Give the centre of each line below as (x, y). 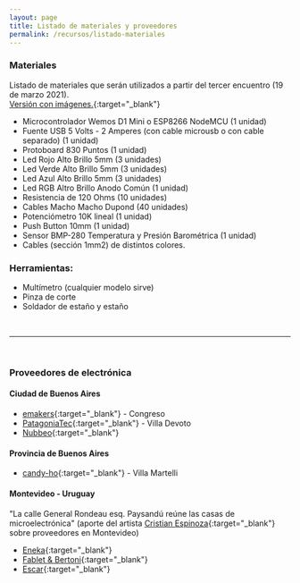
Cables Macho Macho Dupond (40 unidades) (105, 207)
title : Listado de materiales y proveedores (93, 26)
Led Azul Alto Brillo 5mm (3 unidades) (92, 178)
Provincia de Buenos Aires (59, 453)
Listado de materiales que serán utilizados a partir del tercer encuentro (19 (146, 85)
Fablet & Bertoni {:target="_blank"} (85, 559)
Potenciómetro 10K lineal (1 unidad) (87, 216)
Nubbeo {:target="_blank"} (71, 433)
